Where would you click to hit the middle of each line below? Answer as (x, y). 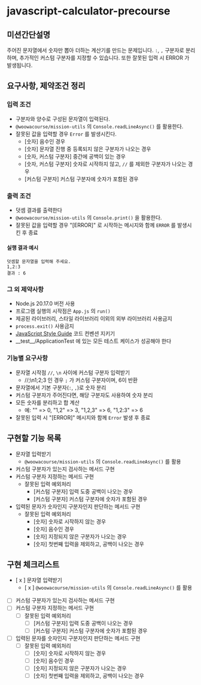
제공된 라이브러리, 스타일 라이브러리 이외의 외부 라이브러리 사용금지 (94, 319)
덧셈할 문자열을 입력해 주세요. (39, 262)
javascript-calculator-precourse (89, 11)
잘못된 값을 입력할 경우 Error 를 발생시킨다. (66, 134)
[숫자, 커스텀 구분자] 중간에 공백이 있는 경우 (75, 156)
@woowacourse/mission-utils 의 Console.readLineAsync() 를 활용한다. (99, 126)
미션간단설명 (28, 35)
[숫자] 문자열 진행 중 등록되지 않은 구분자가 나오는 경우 (88, 149)
